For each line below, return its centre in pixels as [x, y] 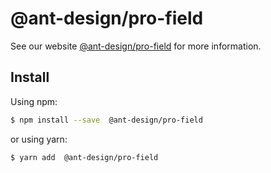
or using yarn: [39, 139]
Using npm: [34, 101]
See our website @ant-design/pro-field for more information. [136, 46]
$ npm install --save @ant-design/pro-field [106, 120]
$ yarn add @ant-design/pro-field [84, 157]
